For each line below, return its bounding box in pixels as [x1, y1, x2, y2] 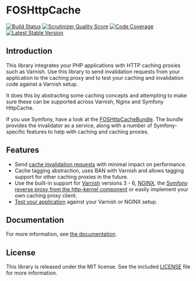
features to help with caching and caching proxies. [26, 128, 149, 135]
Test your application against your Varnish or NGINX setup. [14, 198, 157, 205]
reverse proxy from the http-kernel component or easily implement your [14, 185, 189, 192]
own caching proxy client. [14, 192, 77, 199]
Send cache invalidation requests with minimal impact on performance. [14, 161, 187, 168]
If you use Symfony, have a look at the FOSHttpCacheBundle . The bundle [6, 116, 184, 123]
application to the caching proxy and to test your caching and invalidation [6, 74, 184, 81]
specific [6, 128, 26, 135]
